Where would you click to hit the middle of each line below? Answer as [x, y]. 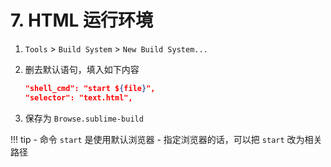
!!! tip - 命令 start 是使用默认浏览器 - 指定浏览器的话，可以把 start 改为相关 [166, 139]
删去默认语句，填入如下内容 [82, 69]
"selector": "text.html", [78, 97]
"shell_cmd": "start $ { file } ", [90, 88]
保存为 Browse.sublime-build [84, 118]
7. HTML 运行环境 [82, 20]
